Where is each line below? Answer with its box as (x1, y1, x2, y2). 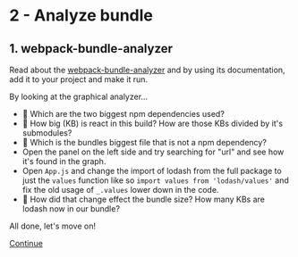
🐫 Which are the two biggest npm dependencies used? (21, 109, 226, 119)
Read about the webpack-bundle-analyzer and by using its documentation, (9, 64, 285, 75)
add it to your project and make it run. (9, 74, 149, 85)
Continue (9, 238, 43, 248)
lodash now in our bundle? (21, 203, 121, 214)
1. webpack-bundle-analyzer (9, 41, 173, 56)
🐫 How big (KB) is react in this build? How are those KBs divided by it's (21, 118, 284, 128)
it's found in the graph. (21, 156, 106, 166)
